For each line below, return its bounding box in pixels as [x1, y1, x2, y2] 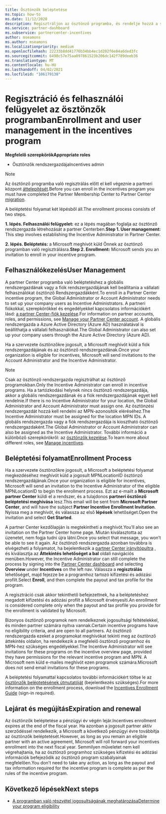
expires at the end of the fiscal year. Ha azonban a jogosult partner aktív [5, 723, 152, 729]
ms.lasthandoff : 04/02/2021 [5, 67, 63, 72]
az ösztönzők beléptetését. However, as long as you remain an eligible [5, 734, 147, 740]
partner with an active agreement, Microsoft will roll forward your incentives [5, 739, 160, 745]
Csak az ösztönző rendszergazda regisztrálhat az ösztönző [5, 376, 126, 382]
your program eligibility [12, 803, 60, 809]
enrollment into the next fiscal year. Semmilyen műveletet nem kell [5, 744, 140, 750]
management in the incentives [5, 125, 132, 136]
